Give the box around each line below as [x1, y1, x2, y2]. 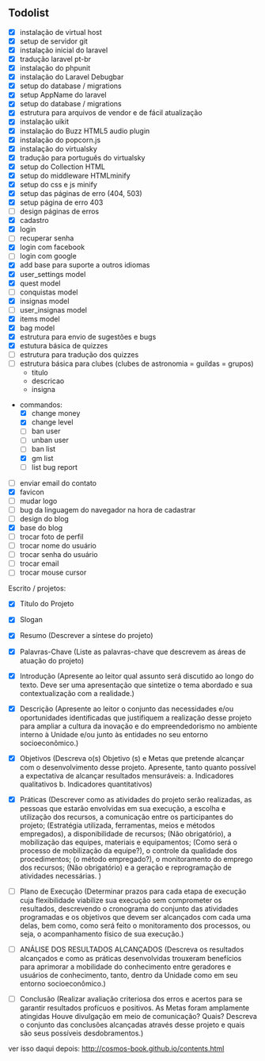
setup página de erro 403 [19, 198, 104, 207]
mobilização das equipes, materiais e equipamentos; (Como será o [19, 837, 237, 847]
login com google [19, 252, 77, 261]
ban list [31, 444, 56, 454]
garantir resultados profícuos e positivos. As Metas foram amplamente [19, 1003, 250, 1013]
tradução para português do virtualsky [19, 152, 146, 162]
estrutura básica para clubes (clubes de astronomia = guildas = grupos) [19, 359, 255, 368]
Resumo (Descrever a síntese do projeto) [19, 631, 153, 640]
